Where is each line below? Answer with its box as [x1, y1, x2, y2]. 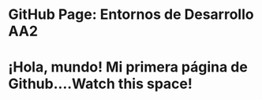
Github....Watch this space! [8, 75, 193, 93]
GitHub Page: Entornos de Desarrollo [8, 6, 254, 24]
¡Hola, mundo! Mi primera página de [8, 58, 249, 76]
